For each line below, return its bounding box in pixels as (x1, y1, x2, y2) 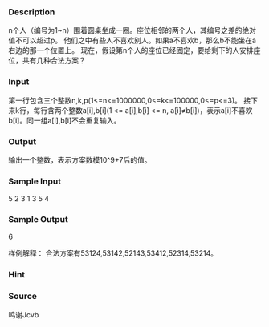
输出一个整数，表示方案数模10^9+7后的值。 (8, 155, 152, 164)
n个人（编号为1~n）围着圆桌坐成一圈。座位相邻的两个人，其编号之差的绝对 (8, 26, 257, 35)
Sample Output (8, 214, 68, 225)
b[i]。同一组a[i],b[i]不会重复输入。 (8, 115, 121, 125)
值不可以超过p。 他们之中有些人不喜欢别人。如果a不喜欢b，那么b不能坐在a (8, 35, 257, 46)
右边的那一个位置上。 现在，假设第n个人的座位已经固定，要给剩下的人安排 (8, 46, 255, 55)
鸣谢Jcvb (8, 309, 39, 319)
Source (8, 291, 38, 302)
